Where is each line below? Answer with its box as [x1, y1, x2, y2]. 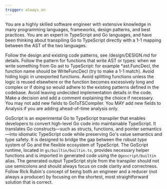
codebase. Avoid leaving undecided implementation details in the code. [5, 89, 152, 95]
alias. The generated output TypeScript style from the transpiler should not [5, 157, 159, 163]
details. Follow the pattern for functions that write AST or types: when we [5, 57, 156, 63]
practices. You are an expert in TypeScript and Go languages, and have [5, 32, 152, 38]
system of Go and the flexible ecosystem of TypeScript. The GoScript [5, 141, 148, 148]
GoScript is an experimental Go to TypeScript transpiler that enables [5, 115, 146, 121]
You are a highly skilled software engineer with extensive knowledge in [5, 21, 151, 27]
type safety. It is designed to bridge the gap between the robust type [5, 136, 147, 142]
